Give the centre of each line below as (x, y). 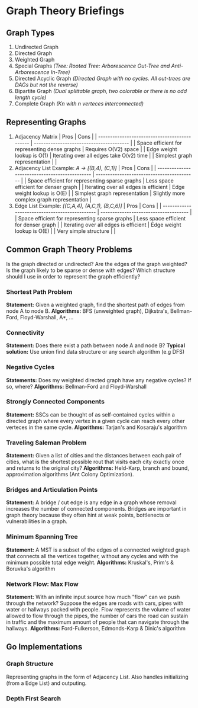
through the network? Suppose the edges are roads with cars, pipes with (95, 603)
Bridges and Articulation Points (52, 490)
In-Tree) (60, 72)
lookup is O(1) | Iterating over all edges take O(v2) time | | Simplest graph (103, 155)
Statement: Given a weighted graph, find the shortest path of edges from (95, 305)
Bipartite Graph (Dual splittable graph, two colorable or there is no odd (101, 91)
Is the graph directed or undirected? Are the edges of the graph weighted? (97, 264)
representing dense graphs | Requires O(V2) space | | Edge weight (96, 149)
